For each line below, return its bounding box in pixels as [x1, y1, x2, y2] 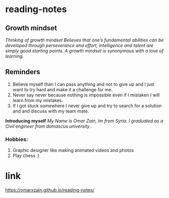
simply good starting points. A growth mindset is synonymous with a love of [5, 48, 163, 54]
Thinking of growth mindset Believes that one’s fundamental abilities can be [5, 37, 164, 43]
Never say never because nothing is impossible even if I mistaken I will [12, 92, 160, 98]
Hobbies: [5, 135, 28, 142]
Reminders [5, 68, 40, 76]
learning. [5, 53, 24, 59]
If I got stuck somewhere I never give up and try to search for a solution [12, 103, 162, 109]
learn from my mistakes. [12, 97, 63, 103]
